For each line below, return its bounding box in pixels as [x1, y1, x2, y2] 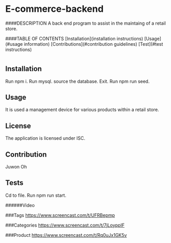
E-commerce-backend [5, 3, 104, 15]
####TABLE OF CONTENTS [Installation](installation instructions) [5, 35, 143, 42]
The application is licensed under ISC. [5, 135, 85, 141]
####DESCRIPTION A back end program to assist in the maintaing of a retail [5, 20, 166, 26]
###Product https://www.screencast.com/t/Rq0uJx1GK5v [5, 232, 127, 238]
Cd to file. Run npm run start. [5, 192, 67, 198]
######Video [5, 202, 35, 208]
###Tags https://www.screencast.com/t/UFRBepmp [5, 212, 115, 218]
